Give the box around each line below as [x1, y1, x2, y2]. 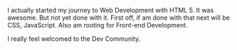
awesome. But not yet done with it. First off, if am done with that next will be [7, 13, 230, 22]
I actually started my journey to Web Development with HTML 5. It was [7, 6, 214, 14]
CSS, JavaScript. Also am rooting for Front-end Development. [7, 21, 188, 29]
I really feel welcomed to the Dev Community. [7, 35, 141, 43]
